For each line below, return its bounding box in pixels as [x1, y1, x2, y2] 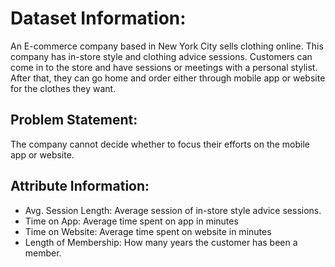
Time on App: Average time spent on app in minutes [24, 215, 239, 227]
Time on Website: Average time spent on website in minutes [24, 225, 272, 237]
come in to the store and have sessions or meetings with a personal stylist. [10, 61, 318, 73]
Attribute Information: [10, 178, 150, 195]
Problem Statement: [10, 112, 138, 129]
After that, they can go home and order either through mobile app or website [10, 72, 326, 84]
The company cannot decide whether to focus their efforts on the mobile [10, 138, 311, 150]
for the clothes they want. [10, 82, 117, 94]
